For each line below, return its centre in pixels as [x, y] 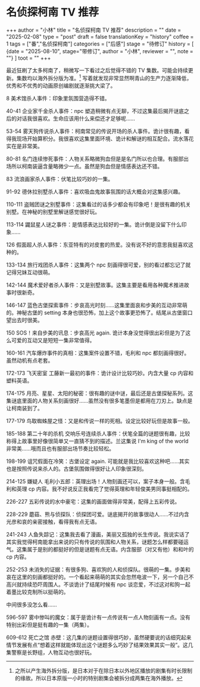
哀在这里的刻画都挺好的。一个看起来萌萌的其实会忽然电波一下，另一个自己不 [100, 576]
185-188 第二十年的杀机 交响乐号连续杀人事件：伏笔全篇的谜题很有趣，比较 [98, 433]
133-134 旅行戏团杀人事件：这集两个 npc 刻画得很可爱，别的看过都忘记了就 [99, 265]
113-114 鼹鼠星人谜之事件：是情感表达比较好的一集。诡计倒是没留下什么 [94, 224]
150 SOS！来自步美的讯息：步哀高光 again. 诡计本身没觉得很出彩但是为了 [96, 333]
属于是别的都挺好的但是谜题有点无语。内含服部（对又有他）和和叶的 [110, 549]
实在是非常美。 [24, 146]
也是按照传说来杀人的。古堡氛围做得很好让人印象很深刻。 [76, 468]
